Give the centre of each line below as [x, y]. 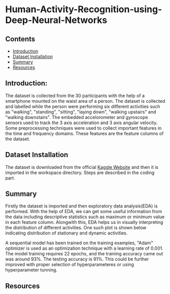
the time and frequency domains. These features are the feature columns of [84, 133]
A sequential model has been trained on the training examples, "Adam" [79, 243]
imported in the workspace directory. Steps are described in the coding [80, 172]
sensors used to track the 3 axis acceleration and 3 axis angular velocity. [81, 123]
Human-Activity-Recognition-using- [84, 9]
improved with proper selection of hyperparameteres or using [70, 264]
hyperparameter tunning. [31, 270]
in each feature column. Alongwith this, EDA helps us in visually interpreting [84, 222]
